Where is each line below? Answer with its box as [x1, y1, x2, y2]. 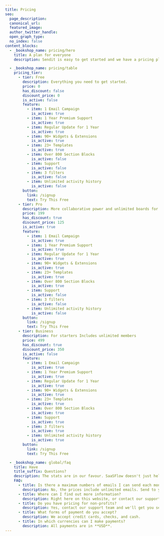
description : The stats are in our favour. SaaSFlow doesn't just [14, 474, 152, 478]
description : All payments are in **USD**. [22, 523, 112, 528]
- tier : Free [18, 75, 45, 80]
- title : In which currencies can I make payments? [18, 519, 125, 524]
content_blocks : [5, 43, 38, 48]
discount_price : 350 [22, 347, 64, 352]
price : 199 [22, 211, 45, 216]
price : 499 [22, 337, 45, 343]
